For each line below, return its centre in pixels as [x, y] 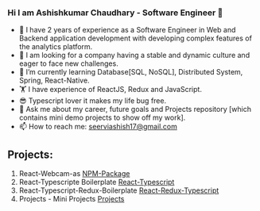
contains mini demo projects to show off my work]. [102, 117]
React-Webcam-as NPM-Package [74, 174]
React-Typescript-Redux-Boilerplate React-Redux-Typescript [119, 190]
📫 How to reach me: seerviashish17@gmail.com [98, 127]
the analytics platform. [56, 47]
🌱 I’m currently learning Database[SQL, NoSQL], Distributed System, [131, 72]
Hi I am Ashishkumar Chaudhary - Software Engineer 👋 [115, 13]
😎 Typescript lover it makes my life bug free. [93, 101]
